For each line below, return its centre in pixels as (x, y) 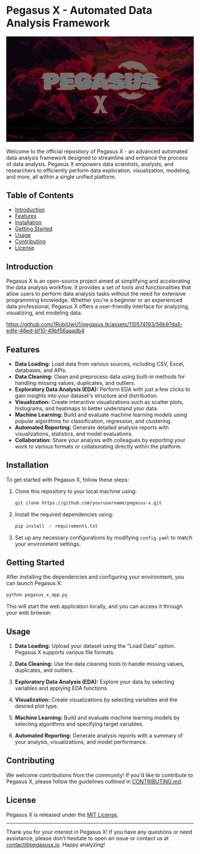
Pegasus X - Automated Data (79, 10)
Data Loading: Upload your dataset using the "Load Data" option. (95, 646)
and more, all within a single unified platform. (61, 176)
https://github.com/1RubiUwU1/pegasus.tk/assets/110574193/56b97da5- (95, 325)
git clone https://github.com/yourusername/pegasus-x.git (88, 503)
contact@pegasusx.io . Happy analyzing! (56, 844)
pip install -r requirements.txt (56, 526)
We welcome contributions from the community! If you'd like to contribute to (100, 775)
